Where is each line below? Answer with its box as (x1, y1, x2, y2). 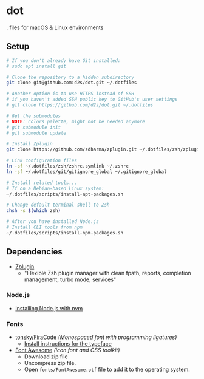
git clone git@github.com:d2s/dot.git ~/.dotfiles (6, 80, 137, 86)
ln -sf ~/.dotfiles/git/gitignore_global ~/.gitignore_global (6, 168, 167, 175)
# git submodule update (6, 130, 67, 136)
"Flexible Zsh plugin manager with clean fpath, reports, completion (24, 269, 191, 276)
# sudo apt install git (6, 63, 67, 69)
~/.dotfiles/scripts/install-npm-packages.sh (6, 230, 123, 236)
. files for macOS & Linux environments (6, 24, 104, 31)
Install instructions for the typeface (24, 340, 112, 347)
